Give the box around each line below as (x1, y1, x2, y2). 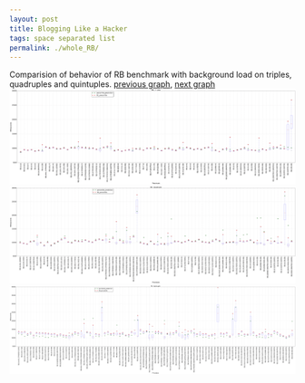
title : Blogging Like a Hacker (9, 24, 128, 34)
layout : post (9, 14, 59, 24)
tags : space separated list (9, 34, 116, 43)
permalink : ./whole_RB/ (9, 43, 100, 53)
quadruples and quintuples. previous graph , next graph (9, 79, 216, 90)
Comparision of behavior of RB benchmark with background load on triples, (9, 69, 292, 81)
